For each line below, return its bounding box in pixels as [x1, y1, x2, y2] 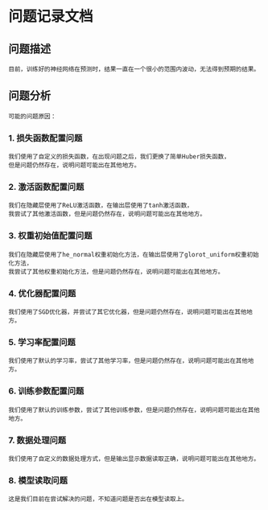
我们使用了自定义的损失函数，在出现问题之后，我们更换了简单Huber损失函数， [8, 153, 231, 161]
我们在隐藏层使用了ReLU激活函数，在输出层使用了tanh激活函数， [8, 202, 193, 210]
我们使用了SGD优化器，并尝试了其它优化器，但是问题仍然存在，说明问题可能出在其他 [8, 308, 247, 316]
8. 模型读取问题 [8, 475, 68, 486]
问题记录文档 [8, 7, 94, 26]
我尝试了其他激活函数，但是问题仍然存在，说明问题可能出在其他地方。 [8, 210, 207, 218]
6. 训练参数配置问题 [8, 385, 85, 397]
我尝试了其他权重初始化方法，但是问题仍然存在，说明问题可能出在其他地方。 [8, 267, 225, 276]
